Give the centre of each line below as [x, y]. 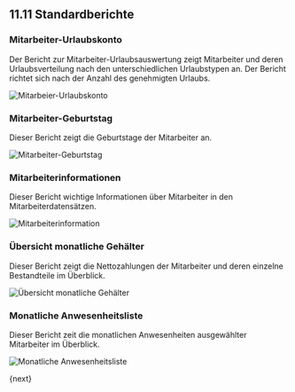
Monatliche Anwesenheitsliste [76, 316]
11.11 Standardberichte [72, 15]
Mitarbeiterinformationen [65, 177]
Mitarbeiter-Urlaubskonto [66, 40]
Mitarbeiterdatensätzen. [53, 207]
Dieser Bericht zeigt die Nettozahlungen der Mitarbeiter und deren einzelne [146, 266]
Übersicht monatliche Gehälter [77, 247]
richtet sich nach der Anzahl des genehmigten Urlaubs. [110, 78]
